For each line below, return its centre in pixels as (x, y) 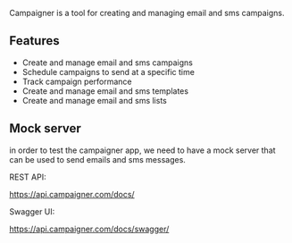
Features (34, 41)
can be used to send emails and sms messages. (97, 159)
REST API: (28, 177)
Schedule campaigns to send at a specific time (108, 71)
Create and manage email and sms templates (105, 91)
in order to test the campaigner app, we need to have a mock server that (142, 150)
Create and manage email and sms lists (94, 100)
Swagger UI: (32, 211)
